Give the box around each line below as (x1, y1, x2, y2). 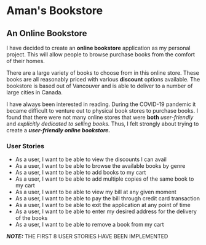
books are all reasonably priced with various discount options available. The (6, 76, 200, 83)
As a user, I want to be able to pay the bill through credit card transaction (15, 195, 200, 202)
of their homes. (6, 58, 45, 64)
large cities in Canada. (6, 89, 63, 96)
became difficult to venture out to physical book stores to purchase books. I (6, 107, 199, 114)
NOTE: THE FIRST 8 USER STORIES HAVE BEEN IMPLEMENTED (6, 233, 168, 240)
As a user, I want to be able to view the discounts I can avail (15, 156, 167, 163)
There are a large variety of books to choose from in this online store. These (6, 69, 200, 77)
